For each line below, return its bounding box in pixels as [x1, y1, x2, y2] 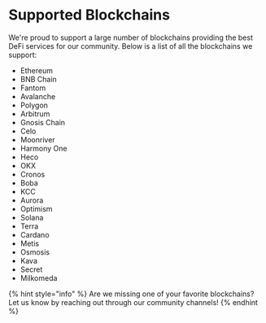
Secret [20, 264, 43, 274]
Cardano [20, 229, 50, 239]
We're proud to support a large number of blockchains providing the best [8, 33, 254, 42]
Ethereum [20, 65, 53, 75]
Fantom [20, 83, 46, 93]
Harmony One [20, 143, 68, 153]
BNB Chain [20, 74, 57, 84]
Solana [20, 212, 44, 222]
